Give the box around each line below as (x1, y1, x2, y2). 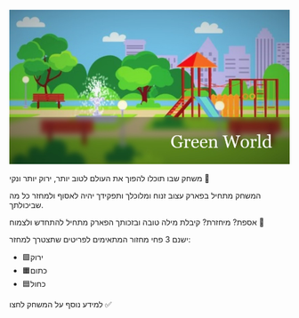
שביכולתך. (9, 200, 44, 211)
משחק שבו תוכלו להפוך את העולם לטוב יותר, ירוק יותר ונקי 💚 (9, 173, 210, 184)
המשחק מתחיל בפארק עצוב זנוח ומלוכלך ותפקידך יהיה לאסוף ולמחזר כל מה (9, 190, 262, 201)
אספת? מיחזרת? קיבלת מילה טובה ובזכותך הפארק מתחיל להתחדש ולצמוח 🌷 (9, 217, 265, 227)
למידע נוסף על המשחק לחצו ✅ (9, 299, 112, 310)
